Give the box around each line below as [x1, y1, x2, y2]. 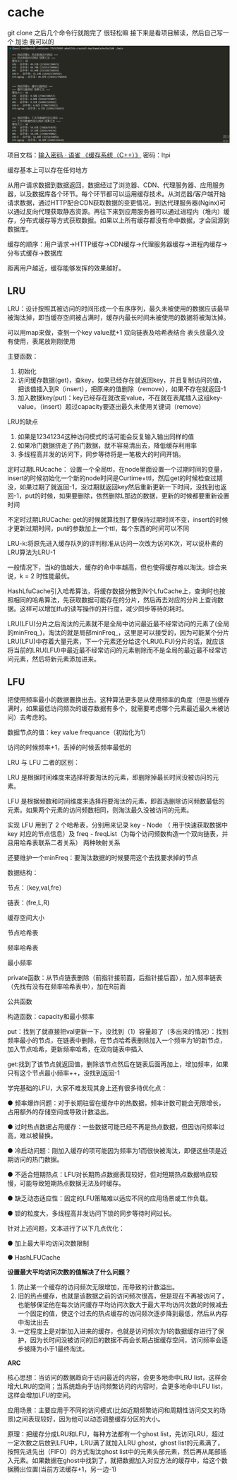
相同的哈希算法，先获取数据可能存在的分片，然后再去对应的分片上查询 [13, 596, 217, 604]
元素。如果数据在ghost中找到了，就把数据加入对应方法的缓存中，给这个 [13, 1456, 222, 1465]
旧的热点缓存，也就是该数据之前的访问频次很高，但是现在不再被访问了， [17, 1291, 228, 1300]
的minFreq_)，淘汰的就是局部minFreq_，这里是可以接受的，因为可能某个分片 [7, 628, 229, 637]
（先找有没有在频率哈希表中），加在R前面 [7, 982, 126, 991]
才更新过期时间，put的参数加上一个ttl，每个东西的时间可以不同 [7, 524, 189, 533]
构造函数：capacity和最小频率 [7, 1013, 95, 1021]
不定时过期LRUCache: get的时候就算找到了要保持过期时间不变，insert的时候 [7, 515, 229, 524]
